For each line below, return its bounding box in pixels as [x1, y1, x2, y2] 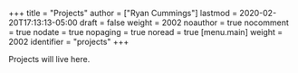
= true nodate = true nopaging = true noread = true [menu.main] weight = [8, 27, 284, 37]
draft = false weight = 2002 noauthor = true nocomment [79, 17, 289, 28]
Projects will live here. [8, 54, 91, 64]
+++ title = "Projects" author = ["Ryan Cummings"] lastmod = [8, 8, 237, 18]
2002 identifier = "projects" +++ [8, 36, 130, 47]
